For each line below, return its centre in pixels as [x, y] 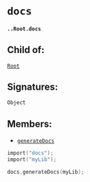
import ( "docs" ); [30, 153]
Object [16, 103]
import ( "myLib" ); [32, 160]
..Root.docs [24, 29]
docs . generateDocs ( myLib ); [46, 172]
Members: [30, 124]
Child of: [26, 50]
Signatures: [33, 87]
